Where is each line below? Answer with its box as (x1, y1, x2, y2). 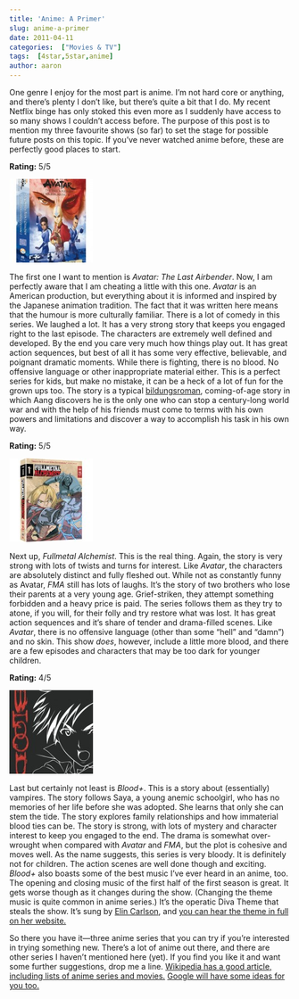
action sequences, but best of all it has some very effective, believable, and (9, 348, 287, 358)
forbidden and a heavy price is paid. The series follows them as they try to (9, 599, 283, 608)
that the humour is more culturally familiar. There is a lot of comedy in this (9, 310, 280, 320)
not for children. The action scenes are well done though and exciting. (9, 859, 267, 869)
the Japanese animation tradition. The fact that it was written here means (9, 300, 278, 310)
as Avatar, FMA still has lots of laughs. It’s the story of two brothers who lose (9, 580, 291, 590)
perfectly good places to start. (9, 144, 120, 154)
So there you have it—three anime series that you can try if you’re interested (9, 933, 290, 943)
